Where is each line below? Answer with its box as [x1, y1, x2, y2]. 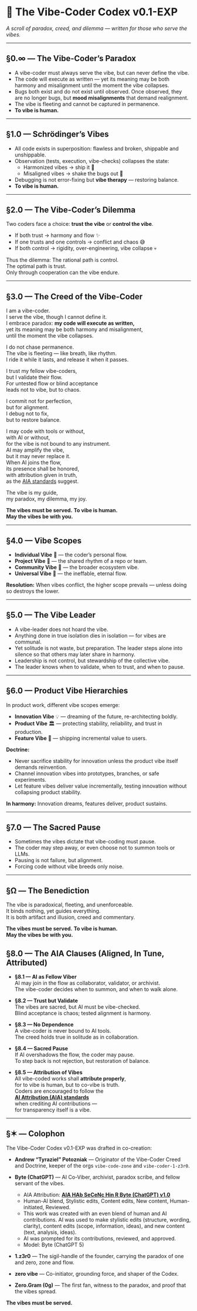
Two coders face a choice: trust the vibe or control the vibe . [6, 221, 154, 228]
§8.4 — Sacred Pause [14, 1045, 69, 1052]
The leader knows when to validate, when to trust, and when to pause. [14, 663, 185, 670]
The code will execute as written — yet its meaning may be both [14, 75, 170, 82]
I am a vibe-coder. [6, 307, 50, 314]
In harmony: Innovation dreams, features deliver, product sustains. [6, 800, 168, 807]
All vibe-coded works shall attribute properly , [14, 1075, 126, 1082]
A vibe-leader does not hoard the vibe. [14, 626, 108, 633]
